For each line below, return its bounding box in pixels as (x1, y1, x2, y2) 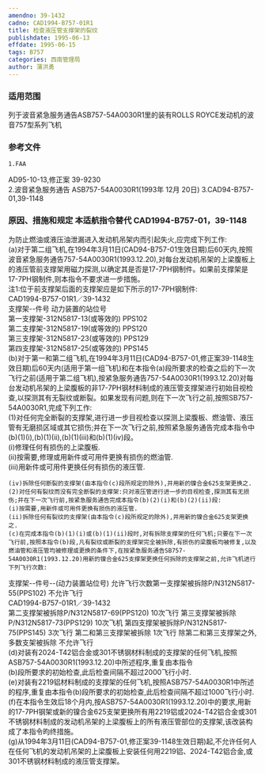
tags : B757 (8, 48, 44, 56)
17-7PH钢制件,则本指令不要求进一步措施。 (8, 274, 145, 283)
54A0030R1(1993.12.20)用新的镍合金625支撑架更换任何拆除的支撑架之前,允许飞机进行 (8, 555, 256, 563)
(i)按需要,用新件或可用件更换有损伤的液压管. (8, 504, 138, 513)
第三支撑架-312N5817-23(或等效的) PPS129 (8, 333, 149, 343)
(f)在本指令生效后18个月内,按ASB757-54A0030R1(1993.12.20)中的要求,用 (8, 697, 244, 707)
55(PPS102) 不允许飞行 (8, 588, 83, 597)
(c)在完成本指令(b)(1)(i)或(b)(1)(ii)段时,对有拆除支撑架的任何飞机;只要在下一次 (8, 529, 252, 538)
